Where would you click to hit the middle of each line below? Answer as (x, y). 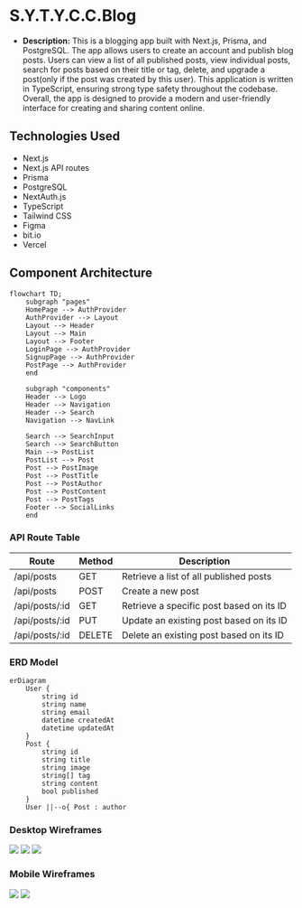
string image (66, 768)
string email (66, 713)
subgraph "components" (68, 388)
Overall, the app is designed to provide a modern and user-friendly (146, 98)
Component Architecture (81, 273)
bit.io (32, 235)
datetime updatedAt (78, 728)
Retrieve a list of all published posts (197, 576)
